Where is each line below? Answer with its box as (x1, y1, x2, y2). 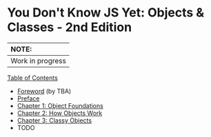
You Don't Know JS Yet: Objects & (7, 5, 205, 21)
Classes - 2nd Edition (7, 19, 132, 35)
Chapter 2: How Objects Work (17, 109, 103, 117)
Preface (17, 94, 40, 103)
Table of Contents (7, 74, 59, 82)
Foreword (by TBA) (17, 87, 72, 95)
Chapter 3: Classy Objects (17, 116, 92, 125)
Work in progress (10, 56, 67, 65)
